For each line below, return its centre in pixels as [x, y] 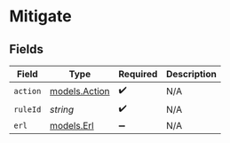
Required [138, 74]
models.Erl [72, 126]
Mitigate [41, 16]
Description [191, 74]
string [62, 109]
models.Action [80, 91]
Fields [27, 49]
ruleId [28, 109]
